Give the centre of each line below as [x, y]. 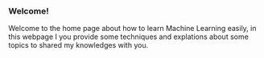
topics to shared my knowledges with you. [78, 45]
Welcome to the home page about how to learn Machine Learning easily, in [132, 29]
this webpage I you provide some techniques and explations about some [129, 37]
